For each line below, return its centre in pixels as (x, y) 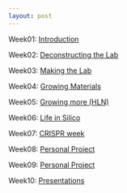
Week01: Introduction (44, 39)
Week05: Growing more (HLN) (59, 101)
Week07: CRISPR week (47, 133)
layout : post (30, 16)
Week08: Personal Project (52, 149)
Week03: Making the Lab (50, 71)
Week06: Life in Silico (44, 118)
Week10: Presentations (47, 180)
